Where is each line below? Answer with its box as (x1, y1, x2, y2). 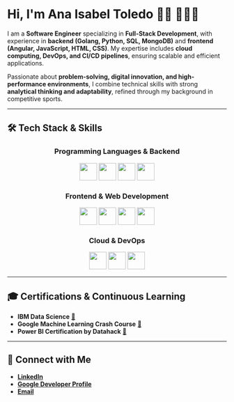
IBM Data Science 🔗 (17, 313, 76, 321)
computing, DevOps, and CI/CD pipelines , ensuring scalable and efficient (7, 52, 221, 60)
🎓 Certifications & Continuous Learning (7, 291, 186, 302)
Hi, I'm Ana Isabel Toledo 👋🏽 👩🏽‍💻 (7, 6, 200, 22)
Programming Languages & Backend (54, 146, 180, 156)
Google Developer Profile (17, 380, 92, 388)
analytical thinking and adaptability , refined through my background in (7, 87, 214, 95)
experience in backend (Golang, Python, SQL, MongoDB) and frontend (7, 36, 214, 45)
